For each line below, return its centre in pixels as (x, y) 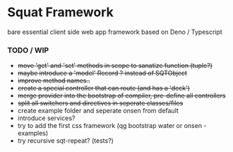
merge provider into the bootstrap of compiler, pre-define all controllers (121, 95)
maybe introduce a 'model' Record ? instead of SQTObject (102, 73)
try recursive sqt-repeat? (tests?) (66, 141)
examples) (33, 133)
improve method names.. (54, 81)
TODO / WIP (28, 50)
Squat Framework (61, 12)
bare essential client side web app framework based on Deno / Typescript (115, 32)
